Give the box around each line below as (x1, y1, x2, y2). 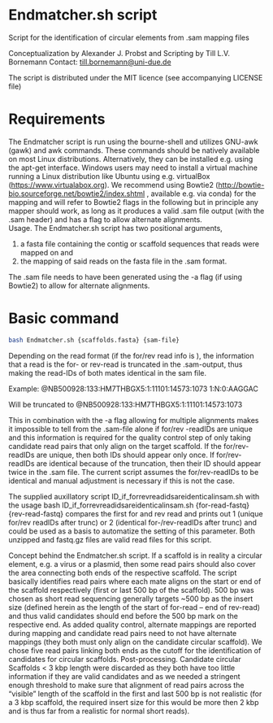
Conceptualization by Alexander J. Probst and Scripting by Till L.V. (8, 48, 230, 58)
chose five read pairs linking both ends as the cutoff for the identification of (8, 645, 262, 655)
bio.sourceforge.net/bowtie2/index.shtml (8, 189, 145, 198)
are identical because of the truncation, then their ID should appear (36, 458, 262, 468)
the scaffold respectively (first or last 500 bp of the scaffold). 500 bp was (8, 585, 254, 595)
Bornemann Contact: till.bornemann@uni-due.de (8, 57, 172, 67)
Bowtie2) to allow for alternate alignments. (8, 281, 150, 290)
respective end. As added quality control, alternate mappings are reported (8, 620, 257, 629)
